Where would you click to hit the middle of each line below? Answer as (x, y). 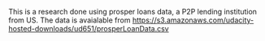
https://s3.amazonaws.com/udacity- (193, 20)
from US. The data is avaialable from (70, 20)
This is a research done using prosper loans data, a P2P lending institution (133, 12)
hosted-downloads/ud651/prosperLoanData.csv (89, 29)
